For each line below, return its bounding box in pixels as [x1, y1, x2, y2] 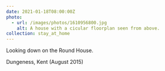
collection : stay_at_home [6, 31, 70, 37]
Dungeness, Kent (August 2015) [6, 59, 84, 66]
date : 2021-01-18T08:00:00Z [6, 8, 76, 15]
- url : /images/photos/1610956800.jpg [11, 20, 108, 25]
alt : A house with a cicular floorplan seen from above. [17, 25, 160, 31]
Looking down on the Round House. [6, 47, 93, 54]
